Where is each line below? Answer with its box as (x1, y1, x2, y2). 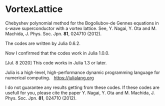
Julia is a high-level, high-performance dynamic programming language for (5, 69, 160, 75)
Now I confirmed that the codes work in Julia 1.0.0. (5, 50, 110, 56)
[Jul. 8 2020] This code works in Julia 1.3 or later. (5, 59, 107, 65)
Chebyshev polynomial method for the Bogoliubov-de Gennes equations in (5, 20, 159, 26)
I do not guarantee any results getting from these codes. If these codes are (5, 84, 160, 90)
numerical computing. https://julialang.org (5, 74, 94, 80)
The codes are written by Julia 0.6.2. (5, 40, 81, 46)
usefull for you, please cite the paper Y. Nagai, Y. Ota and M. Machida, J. (5, 89, 155, 95)
